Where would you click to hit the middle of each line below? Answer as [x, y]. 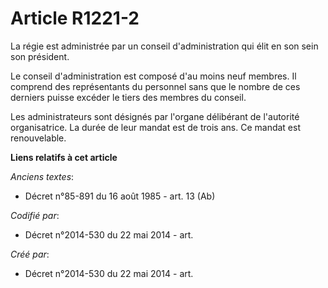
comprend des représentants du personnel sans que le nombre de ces [155, 86]
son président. [40, 56]
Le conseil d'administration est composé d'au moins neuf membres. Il [153, 76]
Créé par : [30, 254]
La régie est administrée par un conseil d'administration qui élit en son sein [164, 46]
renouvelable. [38, 138]
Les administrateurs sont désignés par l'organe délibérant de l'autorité [155, 116]
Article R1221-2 [75, 18]
